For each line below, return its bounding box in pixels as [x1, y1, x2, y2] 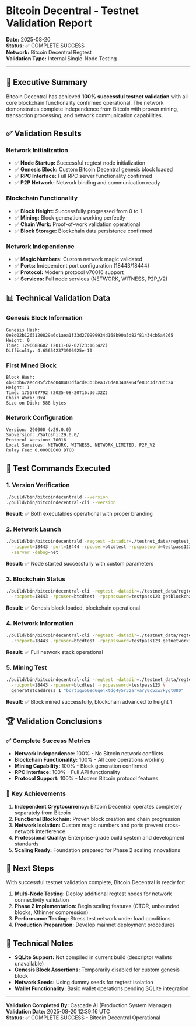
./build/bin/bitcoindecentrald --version [6, 494, 108, 500]
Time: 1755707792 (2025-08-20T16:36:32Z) [6, 390, 108, 396]
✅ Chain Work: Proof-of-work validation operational [14, 221, 141, 228]
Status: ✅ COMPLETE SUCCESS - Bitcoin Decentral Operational [6, 1014, 160, 1021]
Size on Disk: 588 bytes [6, 400, 66, 406]
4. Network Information [6, 619, 74, 627]
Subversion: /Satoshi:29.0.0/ [6, 432, 80, 438]
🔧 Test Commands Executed [6, 463, 111, 473]
